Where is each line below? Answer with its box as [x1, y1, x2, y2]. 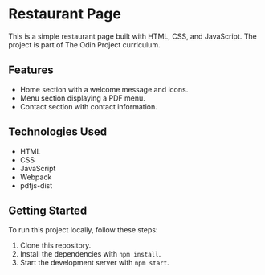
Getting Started [8, 203, 88, 217]
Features [8, 64, 54, 77]
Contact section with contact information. [19, 101, 158, 111]
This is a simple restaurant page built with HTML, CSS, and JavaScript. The [8, 31, 257, 41]
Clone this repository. [19, 240, 92, 250]
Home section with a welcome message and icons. [19, 84, 189, 94]
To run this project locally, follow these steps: [8, 225, 158, 235]
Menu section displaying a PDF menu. [19, 93, 146, 103]
